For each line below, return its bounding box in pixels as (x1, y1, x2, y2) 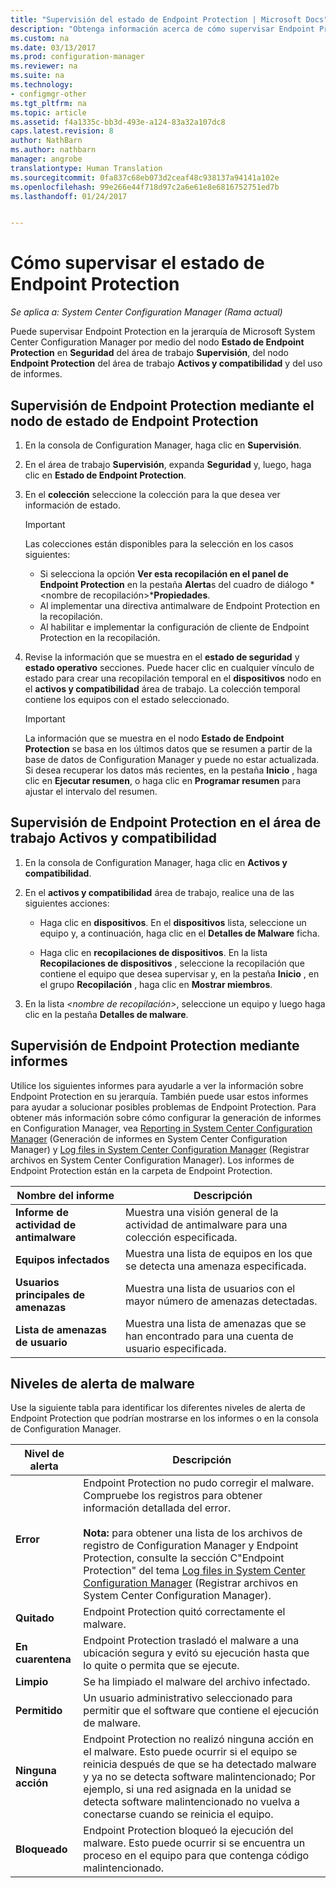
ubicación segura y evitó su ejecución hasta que (83, 1646, 310, 1660)
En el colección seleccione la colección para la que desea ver (24, 489, 281, 500)
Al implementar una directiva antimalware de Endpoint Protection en (39, 600, 320, 611)
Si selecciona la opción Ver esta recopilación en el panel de (39, 568, 289, 580)
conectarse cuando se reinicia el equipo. (83, 1807, 274, 1821)
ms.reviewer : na (10, 61, 78, 71)
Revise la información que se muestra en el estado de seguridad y (24, 651, 300, 663)
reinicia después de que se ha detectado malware (83, 1757, 317, 1771)
